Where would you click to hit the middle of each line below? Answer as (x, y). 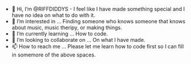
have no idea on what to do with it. (53, 15)
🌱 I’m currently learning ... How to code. (60, 34)
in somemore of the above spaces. (53, 55)
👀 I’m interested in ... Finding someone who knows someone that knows (98, 21)
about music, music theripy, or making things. (67, 27)
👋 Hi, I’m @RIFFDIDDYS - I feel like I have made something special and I (98, 9)
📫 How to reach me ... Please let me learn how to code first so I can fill (98, 46)
